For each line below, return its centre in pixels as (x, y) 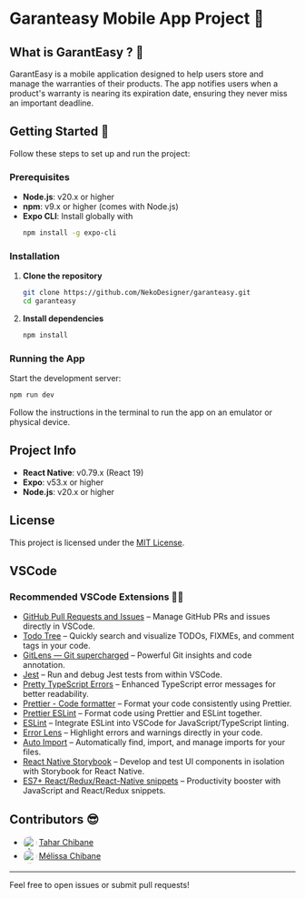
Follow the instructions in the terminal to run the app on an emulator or (141, 412)
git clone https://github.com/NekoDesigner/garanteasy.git (137, 293)
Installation (35, 256)
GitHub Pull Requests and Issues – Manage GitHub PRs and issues (146, 617)
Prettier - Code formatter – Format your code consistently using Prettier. (157, 703)
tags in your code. (56, 646)
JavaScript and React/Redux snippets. (94, 791)
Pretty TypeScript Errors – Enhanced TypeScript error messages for (149, 684)
